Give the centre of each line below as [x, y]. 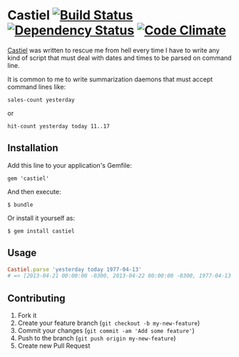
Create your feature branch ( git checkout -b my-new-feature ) [109, 323]
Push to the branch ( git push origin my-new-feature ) [97, 338]
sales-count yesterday [41, 100]
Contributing [36, 298]
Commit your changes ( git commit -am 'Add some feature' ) [106, 331]
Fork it [27, 316]
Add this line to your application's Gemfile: [70, 165]
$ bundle [20, 205]
